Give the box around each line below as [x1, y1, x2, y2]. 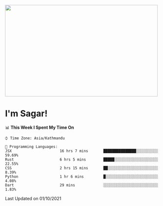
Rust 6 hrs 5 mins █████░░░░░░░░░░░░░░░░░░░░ [5, 157, 159, 162]
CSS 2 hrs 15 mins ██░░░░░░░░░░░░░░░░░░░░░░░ [5, 165, 159, 170]
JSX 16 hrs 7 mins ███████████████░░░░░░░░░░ [5, 148, 159, 153]
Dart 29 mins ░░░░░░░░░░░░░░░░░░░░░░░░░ [5, 183, 159, 187]
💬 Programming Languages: [5, 144, 58, 149]
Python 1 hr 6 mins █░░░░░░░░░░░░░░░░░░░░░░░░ [5, 174, 159, 179]
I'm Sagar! [5, 108, 48, 119]
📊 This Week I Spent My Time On [5, 124, 74, 130]
